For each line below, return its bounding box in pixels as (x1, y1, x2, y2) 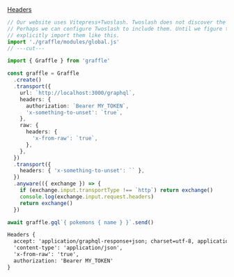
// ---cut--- (7, 45, 45, 52)
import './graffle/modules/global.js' (7, 38, 120, 45)
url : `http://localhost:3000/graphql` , (19, 89, 136, 96)
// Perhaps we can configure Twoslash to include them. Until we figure (7, 25, 223, 32)
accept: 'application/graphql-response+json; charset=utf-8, (13, 238, 195, 245)
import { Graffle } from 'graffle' (7, 57, 111, 64)
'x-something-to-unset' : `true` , (25, 109, 123, 116)
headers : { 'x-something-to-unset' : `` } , (19, 167, 145, 174)
